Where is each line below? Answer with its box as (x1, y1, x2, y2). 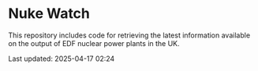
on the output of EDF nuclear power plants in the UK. (8, 38, 180, 48)
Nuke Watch (8, 5, 91, 23)
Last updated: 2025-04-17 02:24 (8, 54, 115, 63)
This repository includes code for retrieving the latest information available (8, 30, 251, 40)
